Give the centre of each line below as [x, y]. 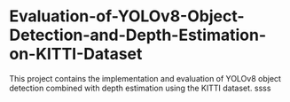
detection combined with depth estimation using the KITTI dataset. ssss [140, 88]
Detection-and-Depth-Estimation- [138, 35]
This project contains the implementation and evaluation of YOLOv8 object [145, 78]
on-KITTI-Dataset [76, 54]
